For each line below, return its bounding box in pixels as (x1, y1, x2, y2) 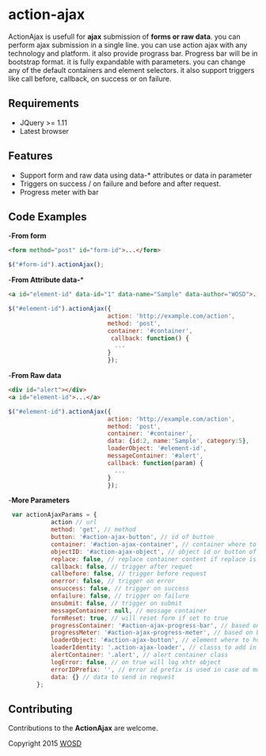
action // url (50, 518, 97, 526)
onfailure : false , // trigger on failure (50, 592, 190, 600)
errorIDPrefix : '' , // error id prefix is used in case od (50, 666, 249, 674)
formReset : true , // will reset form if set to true (50, 614, 228, 622)
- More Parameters (8, 495, 70, 505)
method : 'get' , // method (50, 525, 136, 534)
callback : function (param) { (107, 459, 203, 467)
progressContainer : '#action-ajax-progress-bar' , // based (50, 621, 249, 629)
